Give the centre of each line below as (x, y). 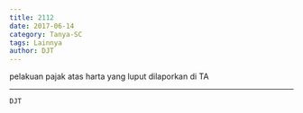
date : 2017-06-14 (42, 26)
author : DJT (32, 51)
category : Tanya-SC (46, 34)
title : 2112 (32, 17)
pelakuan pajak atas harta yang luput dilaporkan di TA (109, 76)
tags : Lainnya (36, 43)
